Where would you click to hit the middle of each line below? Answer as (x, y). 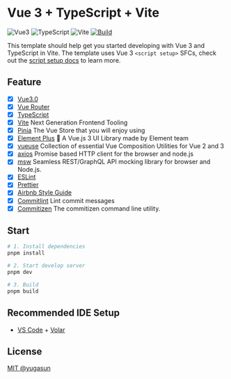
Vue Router (33, 106)
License (25, 352)
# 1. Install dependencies (46, 247)
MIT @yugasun (29, 368)
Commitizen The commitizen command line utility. (89, 208)
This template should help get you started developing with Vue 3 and (106, 45)
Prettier (28, 185)
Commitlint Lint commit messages (66, 200)
